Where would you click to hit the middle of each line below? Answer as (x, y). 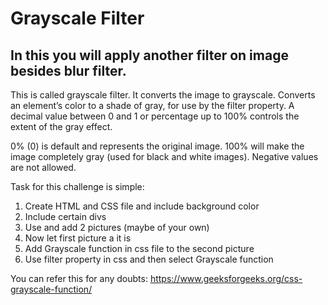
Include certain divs (65, 216)
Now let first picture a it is (78, 238)
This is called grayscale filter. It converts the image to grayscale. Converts (163, 95)
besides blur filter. (68, 70)
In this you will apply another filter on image (149, 55)
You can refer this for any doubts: (79, 278)
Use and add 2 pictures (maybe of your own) (117, 227)
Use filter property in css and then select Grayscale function (149, 259)
